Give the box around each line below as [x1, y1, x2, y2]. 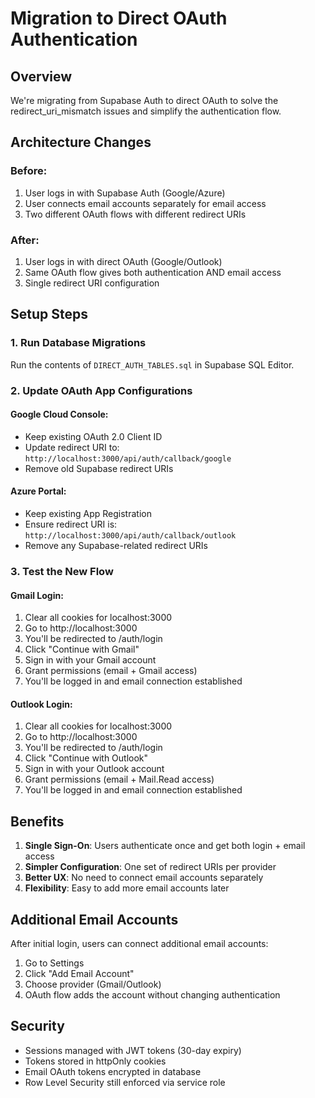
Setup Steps [10, 306, 88, 323]
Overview [10, 68, 73, 85]
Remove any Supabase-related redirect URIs [24, 540, 208, 551]
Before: [10, 164, 48, 178]
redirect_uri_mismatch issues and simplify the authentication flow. [10, 105, 282, 117]
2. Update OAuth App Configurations [10, 383, 193, 397]
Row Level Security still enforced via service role [24, 1076, 226, 1088]
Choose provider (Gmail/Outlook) [24, 978, 162, 990]
